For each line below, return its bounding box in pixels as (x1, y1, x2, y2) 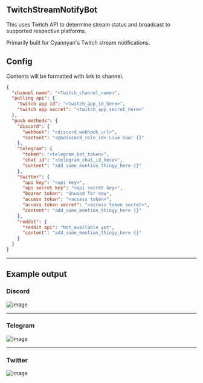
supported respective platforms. (6, 27, 86, 34)
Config (6, 57, 33, 67)
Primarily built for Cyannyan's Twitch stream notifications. (6, 39, 150, 46)
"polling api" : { (11, 95, 56, 101)
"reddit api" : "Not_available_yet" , (22, 224, 115, 230)
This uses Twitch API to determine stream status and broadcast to (6, 21, 171, 28)
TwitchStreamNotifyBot (6, 5, 98, 15)
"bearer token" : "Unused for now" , (22, 191, 112, 197)
